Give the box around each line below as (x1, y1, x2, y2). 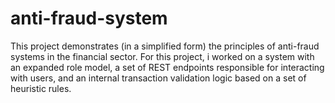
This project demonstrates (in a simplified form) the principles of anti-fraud (10, 40, 320, 52)
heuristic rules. (10, 82, 72, 94)
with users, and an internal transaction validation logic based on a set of (10, 72, 307, 84)
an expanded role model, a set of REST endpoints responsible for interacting (10, 61, 325, 73)
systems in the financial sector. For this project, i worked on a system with (10, 50, 315, 62)
